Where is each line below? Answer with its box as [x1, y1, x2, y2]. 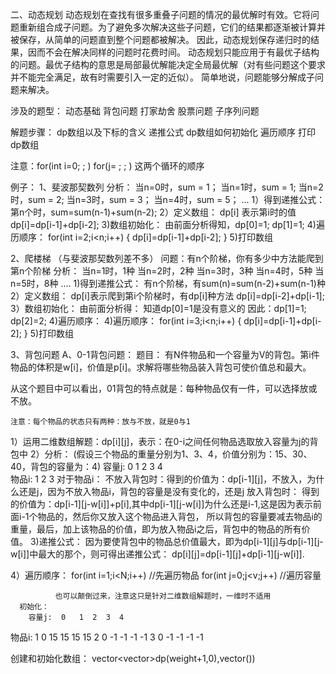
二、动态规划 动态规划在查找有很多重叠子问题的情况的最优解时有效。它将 [10, 9, 311, 20]
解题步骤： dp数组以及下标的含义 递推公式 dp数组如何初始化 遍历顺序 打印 [10, 126, 316, 138]
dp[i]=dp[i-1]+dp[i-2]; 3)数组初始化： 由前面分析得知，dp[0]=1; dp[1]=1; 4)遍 [10, 219, 325, 230]
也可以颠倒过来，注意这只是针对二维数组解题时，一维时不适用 [54, 591, 272, 601]
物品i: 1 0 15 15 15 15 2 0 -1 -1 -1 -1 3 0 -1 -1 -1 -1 [10, 631, 204, 643]
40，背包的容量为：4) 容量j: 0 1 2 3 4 [10, 461, 163, 472]
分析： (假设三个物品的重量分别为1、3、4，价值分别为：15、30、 [44, 448, 313, 460]
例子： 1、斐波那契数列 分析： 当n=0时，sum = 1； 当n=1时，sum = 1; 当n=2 [10, 181, 324, 193]
